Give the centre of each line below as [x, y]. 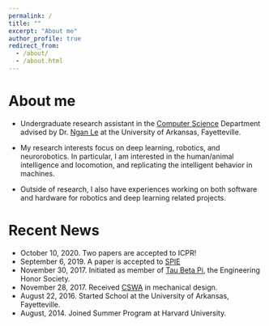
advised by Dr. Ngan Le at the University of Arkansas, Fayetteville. [130, 132]
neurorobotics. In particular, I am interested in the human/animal [127, 156]
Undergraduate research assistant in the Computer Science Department [140, 123]
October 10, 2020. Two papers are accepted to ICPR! [108, 252]
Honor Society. [45, 278]
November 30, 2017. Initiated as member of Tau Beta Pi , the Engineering [140, 270]
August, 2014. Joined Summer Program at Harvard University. [123, 313]
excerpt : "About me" [43, 31]
